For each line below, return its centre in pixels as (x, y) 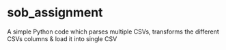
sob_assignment (55, 13)
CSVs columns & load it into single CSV (62, 38)
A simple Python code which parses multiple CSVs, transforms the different (113, 32)
